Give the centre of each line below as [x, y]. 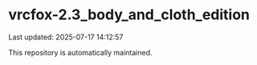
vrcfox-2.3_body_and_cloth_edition [129, 15]
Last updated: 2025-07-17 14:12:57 [66, 37]
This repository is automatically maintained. [80, 52]
